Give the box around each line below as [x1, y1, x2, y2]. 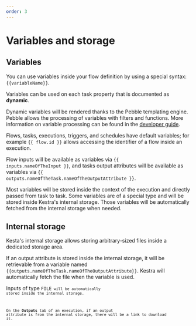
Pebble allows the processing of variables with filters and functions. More [6, 114, 184, 121]
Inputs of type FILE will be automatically [6, 285, 101, 292]
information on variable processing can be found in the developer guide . [6, 120, 180, 127]
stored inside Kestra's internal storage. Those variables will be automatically [6, 198, 190, 206]
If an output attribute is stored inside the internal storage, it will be [6, 255, 165, 262]
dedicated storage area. [6, 243, 64, 250]
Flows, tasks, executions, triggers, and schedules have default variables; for [6, 132, 190, 139]
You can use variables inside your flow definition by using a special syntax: [6, 73, 187, 80]
